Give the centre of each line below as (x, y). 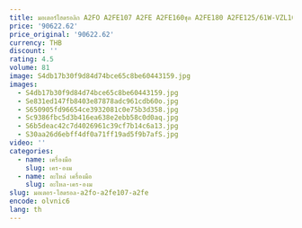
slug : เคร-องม (49, 168)
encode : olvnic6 (40, 202)
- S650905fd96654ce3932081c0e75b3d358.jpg (98, 110)
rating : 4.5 (31, 59)
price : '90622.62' (44, 26)
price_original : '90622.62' (62, 34)
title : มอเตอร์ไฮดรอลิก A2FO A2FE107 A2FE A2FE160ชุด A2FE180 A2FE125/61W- (142, 18)
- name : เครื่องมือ (44, 159)
